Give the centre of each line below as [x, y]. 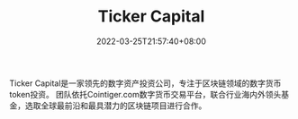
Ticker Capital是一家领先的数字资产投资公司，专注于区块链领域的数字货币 [145, 83]
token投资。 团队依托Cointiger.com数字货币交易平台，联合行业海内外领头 [145, 94]
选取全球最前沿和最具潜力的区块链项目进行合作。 [116, 106]
